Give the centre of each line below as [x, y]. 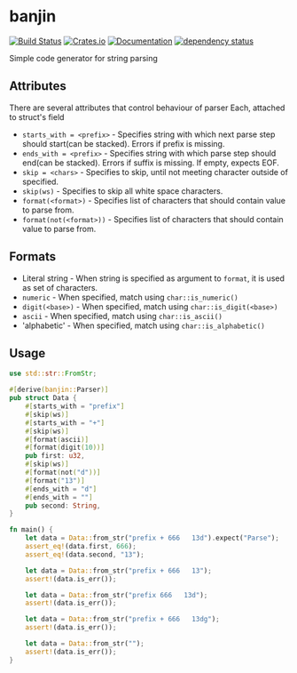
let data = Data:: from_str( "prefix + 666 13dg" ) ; [122, 620]
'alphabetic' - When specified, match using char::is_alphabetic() [144, 325]
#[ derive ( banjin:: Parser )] [59, 390]
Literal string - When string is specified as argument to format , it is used [153, 278]
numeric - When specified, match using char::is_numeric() [130, 297]
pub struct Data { [43, 398]
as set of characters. [60, 287]
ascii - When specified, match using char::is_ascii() [122, 316]
